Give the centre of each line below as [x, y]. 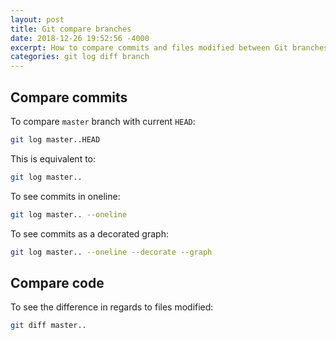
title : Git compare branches [71, 29]
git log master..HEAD [55, 139]
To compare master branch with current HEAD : [103, 121]
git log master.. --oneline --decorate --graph [111, 252]
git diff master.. [48, 326]
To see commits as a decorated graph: [89, 233]
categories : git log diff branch [80, 57]
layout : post [37, 19]
